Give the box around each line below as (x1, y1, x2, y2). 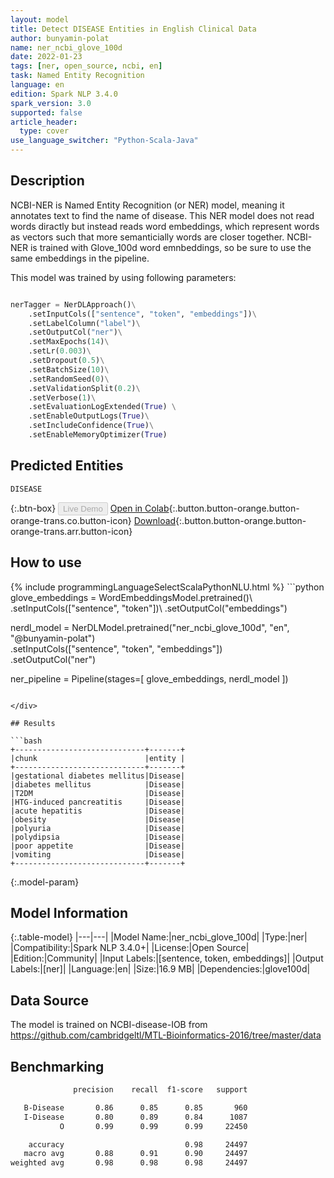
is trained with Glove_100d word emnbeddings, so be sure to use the (29, 241, 312, 253)
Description (10, 172, 85, 190)
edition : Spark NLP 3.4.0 (10, 89, 118, 99)
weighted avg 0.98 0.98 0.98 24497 (10, 1158, 248, 1168)
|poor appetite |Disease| (10, 841, 186, 851)
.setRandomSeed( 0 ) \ (28, 374, 110, 384)
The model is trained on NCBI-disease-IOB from (10, 1019, 208, 1031)
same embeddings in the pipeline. (10, 252, 150, 264)
